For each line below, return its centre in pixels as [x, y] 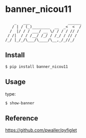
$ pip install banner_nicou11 [37, 67]
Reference [22, 118]
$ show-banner [20, 103]
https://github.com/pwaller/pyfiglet [41, 130]
